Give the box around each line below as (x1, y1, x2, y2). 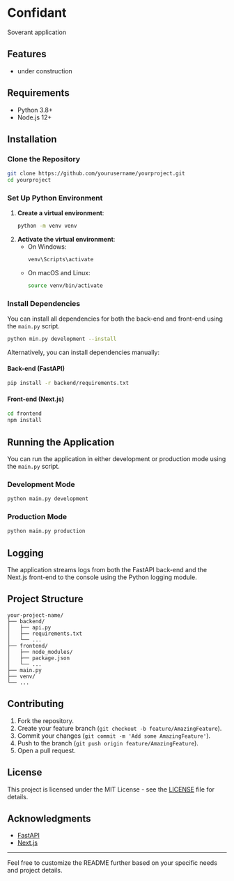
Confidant (7, 5, 67, 21)
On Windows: (27, 242, 67, 251)
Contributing (7, 698, 64, 710)
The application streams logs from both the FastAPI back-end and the (7, 566, 208, 574)
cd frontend (7, 410, 42, 417)
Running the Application (7, 436, 115, 448)
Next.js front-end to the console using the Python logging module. (7, 573, 197, 581)
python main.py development (7, 495, 89, 502)
